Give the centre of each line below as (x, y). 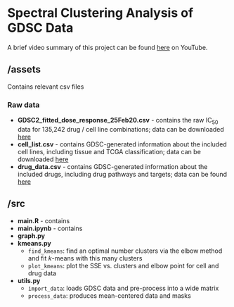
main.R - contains (44, 220)
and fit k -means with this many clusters (85, 258)
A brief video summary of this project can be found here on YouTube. (108, 47)
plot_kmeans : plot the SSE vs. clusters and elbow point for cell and (123, 265)
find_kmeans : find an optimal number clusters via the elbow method (125, 251)
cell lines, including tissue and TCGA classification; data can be (109, 151)
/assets (24, 69)
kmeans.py (34, 243)
